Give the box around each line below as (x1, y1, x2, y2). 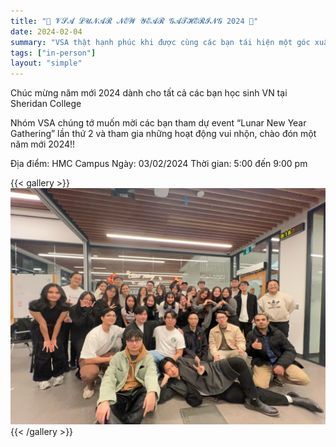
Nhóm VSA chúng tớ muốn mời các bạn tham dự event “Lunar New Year (10, 117, 307, 129)
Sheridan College (10, 98, 82, 110)
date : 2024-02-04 (10, 26, 83, 37)
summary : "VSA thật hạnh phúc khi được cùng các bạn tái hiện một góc (10, 37, 311, 47)
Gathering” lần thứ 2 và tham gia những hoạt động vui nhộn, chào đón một (10, 128, 317, 140)
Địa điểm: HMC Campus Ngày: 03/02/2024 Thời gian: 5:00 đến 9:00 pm (10, 158, 308, 170)
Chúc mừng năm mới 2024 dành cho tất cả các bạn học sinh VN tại (10, 87, 288, 99)
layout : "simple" (10, 58, 83, 69)
